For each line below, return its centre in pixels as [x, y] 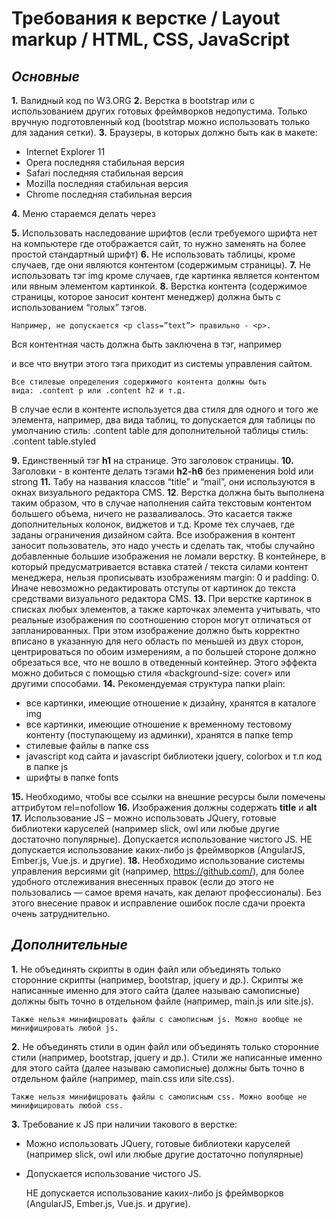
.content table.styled [54, 441]
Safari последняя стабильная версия [104, 173]
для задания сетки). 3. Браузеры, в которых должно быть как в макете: [164, 132]
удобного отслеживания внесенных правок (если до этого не [143, 881]
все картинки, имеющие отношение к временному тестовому [159, 724]
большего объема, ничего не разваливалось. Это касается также [152, 513]
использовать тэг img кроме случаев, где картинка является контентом [165, 275]
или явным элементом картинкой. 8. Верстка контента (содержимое [159, 286]
